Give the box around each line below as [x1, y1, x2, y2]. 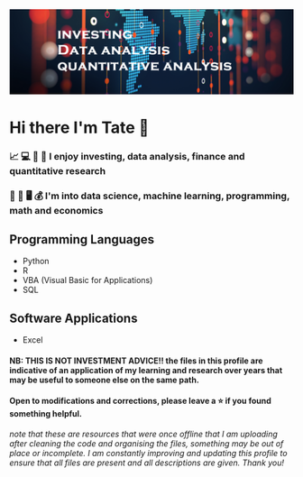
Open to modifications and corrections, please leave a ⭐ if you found [9, 396, 272, 407]
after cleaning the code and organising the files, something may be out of [9, 438, 284, 449]
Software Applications [9, 310, 138, 326]
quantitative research [9, 164, 106, 177]
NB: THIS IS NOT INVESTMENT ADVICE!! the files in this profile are [9, 355, 263, 366]
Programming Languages [9, 232, 155, 247]
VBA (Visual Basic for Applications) [22, 275, 153, 286]
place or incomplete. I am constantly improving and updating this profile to [9, 448, 288, 459]
